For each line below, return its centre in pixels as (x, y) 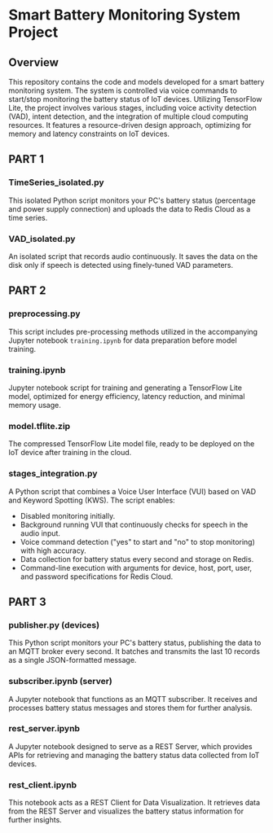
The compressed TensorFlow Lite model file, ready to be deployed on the (132, 444)
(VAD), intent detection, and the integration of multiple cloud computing (128, 116)
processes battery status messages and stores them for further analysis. (130, 708)
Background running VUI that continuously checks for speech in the (134, 524)
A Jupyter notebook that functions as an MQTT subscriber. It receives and (133, 699)
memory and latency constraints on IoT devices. (89, 134)
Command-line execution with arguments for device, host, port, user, (136, 568)
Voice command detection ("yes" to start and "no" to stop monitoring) (137, 541)
